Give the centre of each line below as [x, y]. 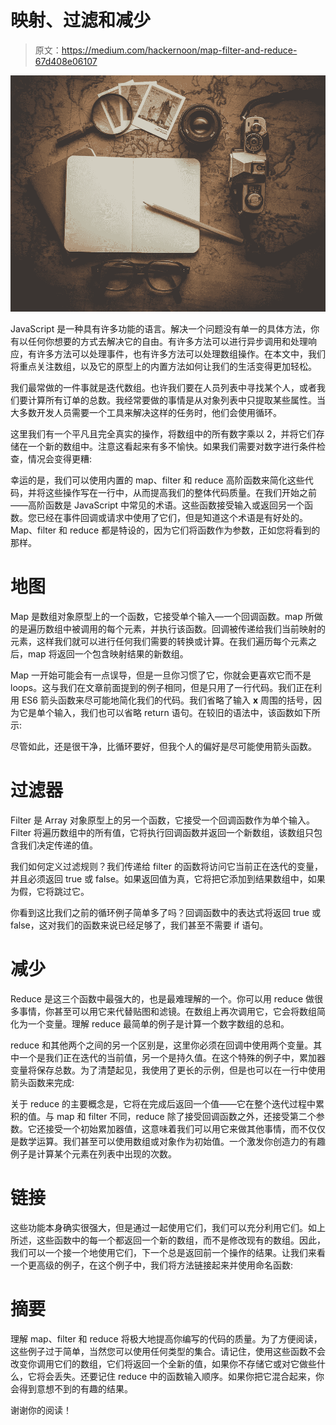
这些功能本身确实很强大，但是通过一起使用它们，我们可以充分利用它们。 [159, 1227]
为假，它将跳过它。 [50, 891]
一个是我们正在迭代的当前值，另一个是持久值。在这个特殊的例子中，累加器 [172, 1057]
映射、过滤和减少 [81, 20]
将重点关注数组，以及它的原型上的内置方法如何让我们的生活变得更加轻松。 [163, 366]
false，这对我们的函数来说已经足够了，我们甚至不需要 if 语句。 [139, 925]
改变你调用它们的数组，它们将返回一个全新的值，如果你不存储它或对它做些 [163, 1363]
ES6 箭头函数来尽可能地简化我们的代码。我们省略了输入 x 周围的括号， [167, 700]
